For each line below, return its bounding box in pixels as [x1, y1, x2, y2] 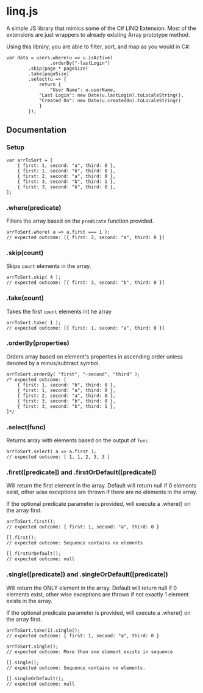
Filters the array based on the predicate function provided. [6, 217, 154, 224]
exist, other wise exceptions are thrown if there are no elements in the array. [6, 488, 198, 496]
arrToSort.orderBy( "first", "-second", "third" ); [6, 371, 140, 377]
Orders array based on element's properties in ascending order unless [6, 353, 183, 360]
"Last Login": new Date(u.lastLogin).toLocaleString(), [38, 92, 184, 98]
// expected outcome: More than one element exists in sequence [6, 648, 173, 655]
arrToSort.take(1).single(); [6, 627, 80, 634]
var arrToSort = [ [6, 157, 53, 163]
